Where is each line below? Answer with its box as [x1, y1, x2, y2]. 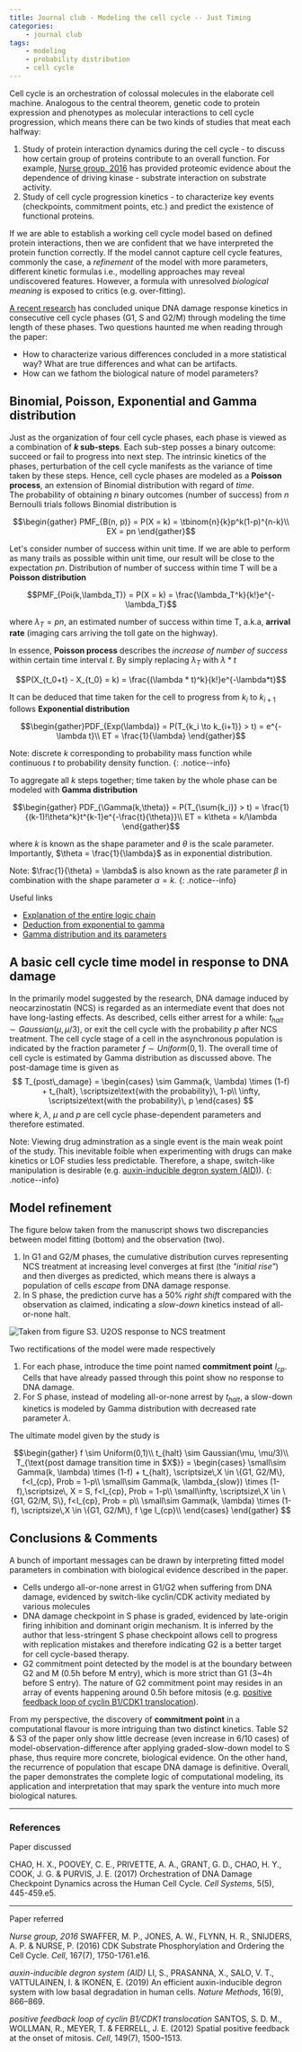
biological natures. [9, 1790, 78, 1801]
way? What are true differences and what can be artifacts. [22, 358, 238, 369]
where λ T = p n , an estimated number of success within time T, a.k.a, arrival [9, 616, 290, 629]
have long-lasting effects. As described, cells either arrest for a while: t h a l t [9, 1012, 284, 1025]
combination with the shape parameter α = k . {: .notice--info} [9, 875, 236, 886]
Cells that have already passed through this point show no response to [22, 1372, 285, 1383]
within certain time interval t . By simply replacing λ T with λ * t [9, 655, 236, 668]
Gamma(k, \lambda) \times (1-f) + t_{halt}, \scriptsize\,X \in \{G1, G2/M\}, [16, 1467, 286, 1477]
